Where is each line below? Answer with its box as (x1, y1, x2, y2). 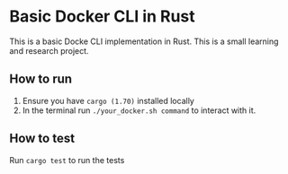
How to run (9, 72, 73, 87)
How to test (9, 131, 75, 146)
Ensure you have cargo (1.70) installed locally (22, 95, 195, 106)
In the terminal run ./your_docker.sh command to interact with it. (22, 105, 256, 116)
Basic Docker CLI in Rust (9, 6, 195, 27)
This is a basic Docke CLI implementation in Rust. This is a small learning (9, 36, 279, 47)
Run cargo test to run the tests (9, 154, 125, 165)
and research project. (9, 45, 89, 56)
